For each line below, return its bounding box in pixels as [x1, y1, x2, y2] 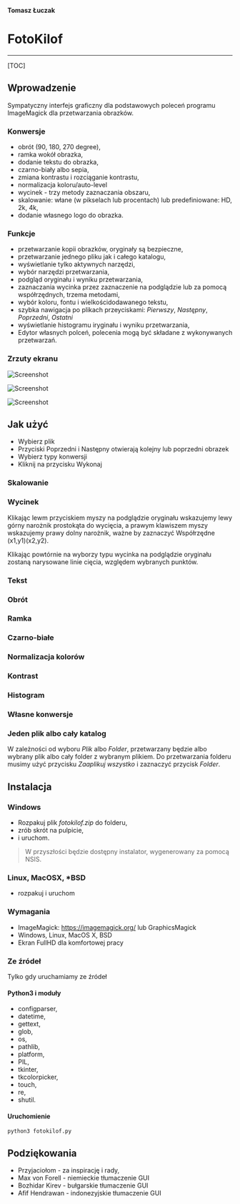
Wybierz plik [17, 437, 55, 446]
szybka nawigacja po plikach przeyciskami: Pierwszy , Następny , [17, 306, 209, 314]
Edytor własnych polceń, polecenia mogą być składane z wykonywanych [17, 328, 233, 337]
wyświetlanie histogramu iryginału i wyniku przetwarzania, [17, 321, 190, 329]
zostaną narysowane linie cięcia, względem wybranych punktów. [7, 557, 199, 566]
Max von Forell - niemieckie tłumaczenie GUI [17, 1174, 150, 1183]
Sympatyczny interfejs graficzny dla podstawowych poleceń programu [7, 101, 216, 109]
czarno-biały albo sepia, [17, 166, 89, 174]
